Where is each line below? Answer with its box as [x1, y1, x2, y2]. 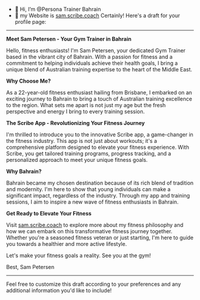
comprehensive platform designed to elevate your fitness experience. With [6, 143, 189, 151]
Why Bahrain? [6, 168, 42, 175]
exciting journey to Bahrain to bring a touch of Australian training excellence [6, 95, 192, 102]
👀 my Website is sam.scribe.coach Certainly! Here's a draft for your [14, 12, 180, 19]
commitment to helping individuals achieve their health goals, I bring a [6, 60, 178, 67]
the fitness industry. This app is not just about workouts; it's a [6, 137, 158, 144]
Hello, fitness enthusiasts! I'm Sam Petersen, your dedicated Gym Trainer [6, 47, 186, 54]
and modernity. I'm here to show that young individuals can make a [6, 186, 171, 193]
